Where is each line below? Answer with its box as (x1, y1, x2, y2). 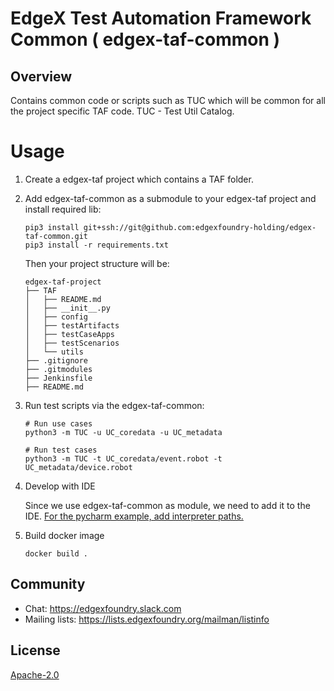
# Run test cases (24, 445, 98, 455)
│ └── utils (24, 347, 84, 357)
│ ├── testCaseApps (24, 329, 115, 339)
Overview (10, 68, 73, 85)
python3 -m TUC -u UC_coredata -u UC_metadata (24, 427, 223, 437)
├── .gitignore (24, 355, 89, 366)
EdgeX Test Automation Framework (10, 7, 312, 30)
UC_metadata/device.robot (24, 462, 133, 472)
